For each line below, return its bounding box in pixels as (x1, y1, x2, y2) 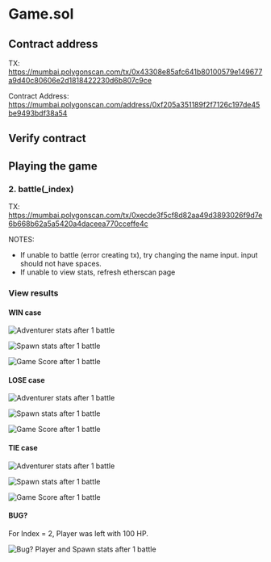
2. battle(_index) (8, 183, 74, 195)
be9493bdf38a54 (8, 108, 68, 118)
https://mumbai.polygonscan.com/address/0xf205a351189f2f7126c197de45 (8, 100, 261, 109)
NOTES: (8, 235, 35, 245)
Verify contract (8, 132, 86, 145)
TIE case (8, 443, 38, 452)
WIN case (8, 308, 42, 317)
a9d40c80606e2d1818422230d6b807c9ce (8, 76, 152, 85)
